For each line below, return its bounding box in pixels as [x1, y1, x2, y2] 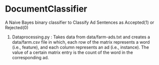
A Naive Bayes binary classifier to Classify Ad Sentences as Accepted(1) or [5, 19, 155, 25]
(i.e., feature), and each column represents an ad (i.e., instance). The [12, 44, 149, 50]
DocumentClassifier [5, 3, 87, 15]
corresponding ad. [12, 54, 49, 60]
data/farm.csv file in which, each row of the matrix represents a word [12, 39, 150, 45]
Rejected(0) [5, 24, 29, 30]
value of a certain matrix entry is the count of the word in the [12, 49, 133, 55]
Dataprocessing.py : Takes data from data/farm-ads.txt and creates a [12, 34, 150, 40]
